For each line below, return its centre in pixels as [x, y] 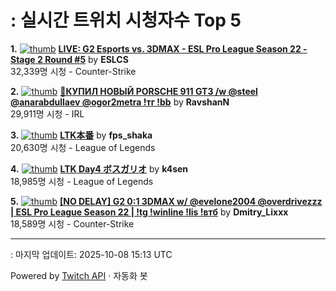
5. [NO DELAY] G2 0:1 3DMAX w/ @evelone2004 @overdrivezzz [166, 201]
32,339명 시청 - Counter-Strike [73, 71]
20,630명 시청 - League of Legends [83, 147]
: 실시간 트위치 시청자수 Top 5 [126, 20]
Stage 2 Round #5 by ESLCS [69, 59]
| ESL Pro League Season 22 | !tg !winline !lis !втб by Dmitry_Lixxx [149, 212]
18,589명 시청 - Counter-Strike [72, 223]
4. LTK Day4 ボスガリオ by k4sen [99, 168]
